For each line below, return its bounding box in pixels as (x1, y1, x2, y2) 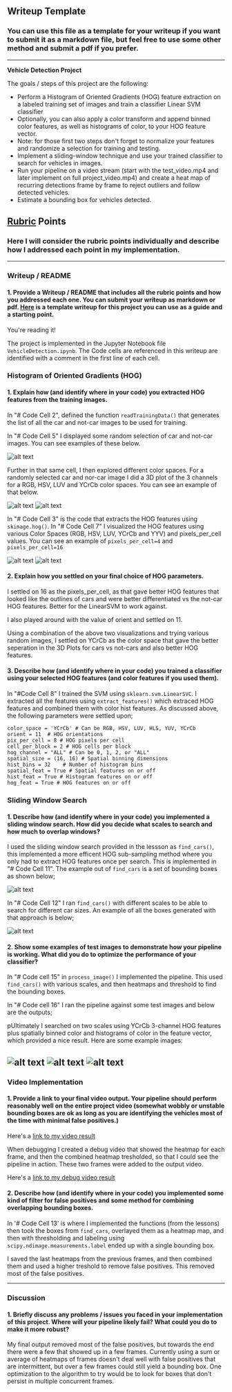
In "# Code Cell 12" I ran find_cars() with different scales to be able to (7, 899, 208, 907)
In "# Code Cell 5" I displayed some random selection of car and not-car (7, 432, 213, 440)
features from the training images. (7, 396, 108, 404)
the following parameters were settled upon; (7, 712, 133, 720)
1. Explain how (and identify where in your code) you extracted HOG (7, 388, 205, 396)
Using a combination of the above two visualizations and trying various (7, 629, 209, 637)
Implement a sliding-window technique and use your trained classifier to (17, 152, 223, 160)
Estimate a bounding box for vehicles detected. (17, 195, 152, 203)
